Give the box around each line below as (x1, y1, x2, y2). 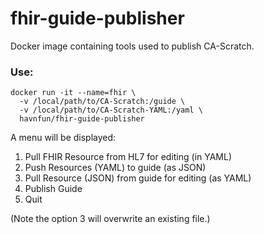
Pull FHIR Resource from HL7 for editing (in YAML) (24, 151, 233, 163)
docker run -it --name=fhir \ (10, 88, 137, 98)
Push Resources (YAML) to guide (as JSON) (24, 162, 207, 174)
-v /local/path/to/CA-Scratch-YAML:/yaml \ (19, 105, 203, 116)
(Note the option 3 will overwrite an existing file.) (10, 213, 211, 225)
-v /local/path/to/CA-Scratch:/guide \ (19, 97, 186, 107)
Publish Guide (24, 183, 83, 195)
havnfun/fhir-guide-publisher (19, 114, 145, 124)
